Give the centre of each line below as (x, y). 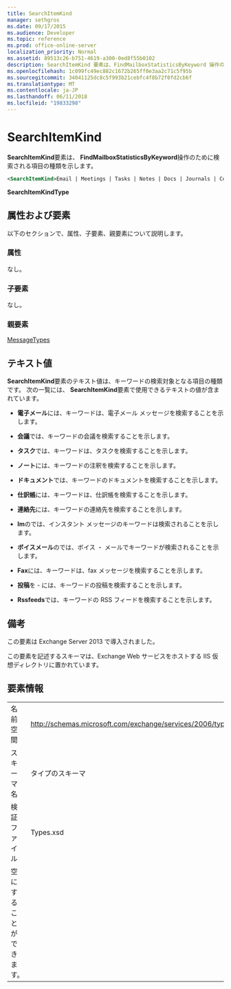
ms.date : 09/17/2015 (37, 26)
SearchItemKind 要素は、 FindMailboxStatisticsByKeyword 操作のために (110, 157)
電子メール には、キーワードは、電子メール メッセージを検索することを (117, 413)
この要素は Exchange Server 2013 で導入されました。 (83, 642)
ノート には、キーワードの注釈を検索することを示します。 (98, 466)
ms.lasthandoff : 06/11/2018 (47, 97)
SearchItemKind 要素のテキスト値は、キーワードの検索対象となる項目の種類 (115, 381)
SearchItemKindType (38, 192)
